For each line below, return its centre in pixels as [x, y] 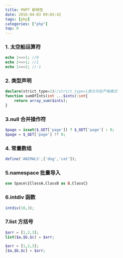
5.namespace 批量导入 [33, 172]
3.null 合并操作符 [26, 119]
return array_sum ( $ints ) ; [41, 101]
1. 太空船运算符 [23, 47]
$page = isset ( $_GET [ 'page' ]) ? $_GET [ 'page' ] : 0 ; [60, 130]
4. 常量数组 [18, 148]
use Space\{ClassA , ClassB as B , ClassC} [47, 183]
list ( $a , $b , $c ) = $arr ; [30, 237]
